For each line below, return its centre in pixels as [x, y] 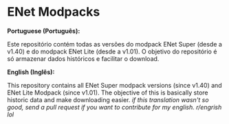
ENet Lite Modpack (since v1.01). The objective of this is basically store [108, 92]
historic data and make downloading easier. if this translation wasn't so [108, 99]
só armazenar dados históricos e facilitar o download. [83, 58]
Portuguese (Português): [44, 31]
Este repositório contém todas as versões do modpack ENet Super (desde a [115, 44]
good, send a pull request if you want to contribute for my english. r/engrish [115, 107]
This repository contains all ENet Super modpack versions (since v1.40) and [115, 85]
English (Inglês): [31, 72]
